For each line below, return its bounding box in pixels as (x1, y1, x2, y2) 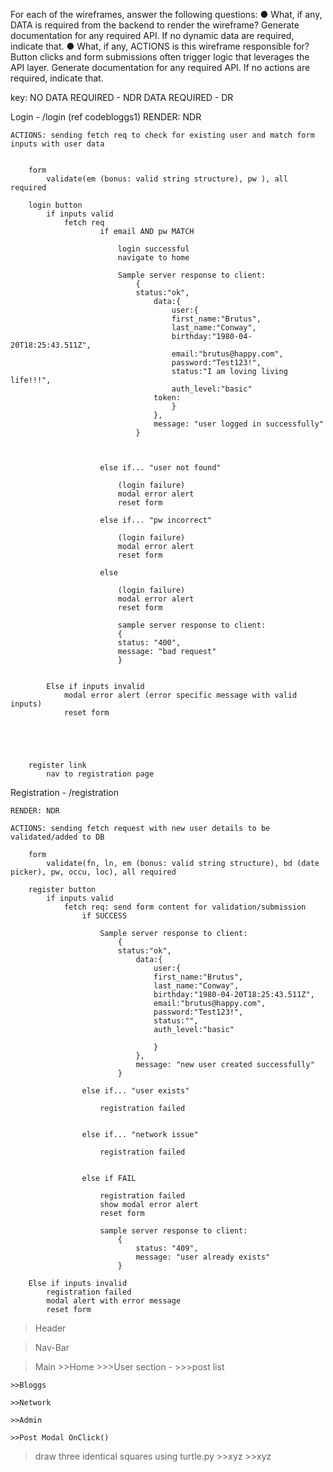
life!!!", (10, 375, 52, 385)
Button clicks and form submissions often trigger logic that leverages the (10, 51, 310, 63)
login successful (117, 244, 190, 254)
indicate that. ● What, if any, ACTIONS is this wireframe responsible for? (10, 40, 310, 52)
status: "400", (117, 638, 182, 648)
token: (153, 393, 182, 403)
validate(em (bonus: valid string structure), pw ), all (46, 174, 288, 184)
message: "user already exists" (135, 1252, 271, 1262)
